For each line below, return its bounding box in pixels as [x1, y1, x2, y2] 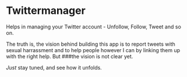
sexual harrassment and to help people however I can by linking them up [6, 46, 181, 53]
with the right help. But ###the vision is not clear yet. [6, 53, 133, 60]
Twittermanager [6, 4, 86, 17]
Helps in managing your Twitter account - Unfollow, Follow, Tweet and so [6, 23, 182, 30]
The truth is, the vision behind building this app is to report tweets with [6, 41, 176, 47]
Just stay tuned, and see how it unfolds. [6, 64, 102, 71]
